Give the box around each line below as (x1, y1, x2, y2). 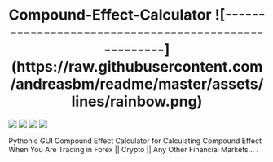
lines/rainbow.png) (71, 92, 203, 111)
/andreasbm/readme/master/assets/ (10, 75, 264, 94)
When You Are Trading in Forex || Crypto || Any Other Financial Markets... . (8, 144, 259, 154)
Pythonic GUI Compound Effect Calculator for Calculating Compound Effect (8, 136, 262, 146)
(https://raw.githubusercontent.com (11, 58, 263, 77)
